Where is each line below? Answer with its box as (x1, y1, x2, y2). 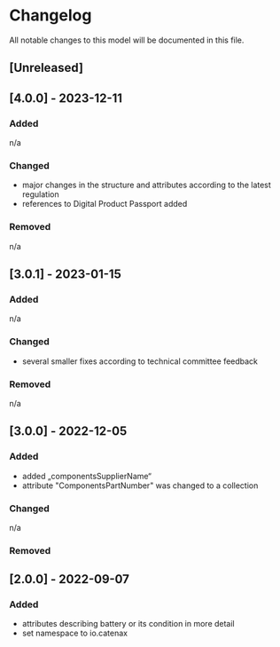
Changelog (9, 5, 92, 26)
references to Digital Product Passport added (21, 199, 188, 209)
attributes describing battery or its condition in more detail (21, 619, 235, 629)
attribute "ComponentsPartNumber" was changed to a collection (21, 480, 259, 491)
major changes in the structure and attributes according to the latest (21, 179, 272, 191)
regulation (21, 189, 59, 200)
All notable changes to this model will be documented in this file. (9, 35, 245, 45)
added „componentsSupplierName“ (21, 470, 152, 481)
